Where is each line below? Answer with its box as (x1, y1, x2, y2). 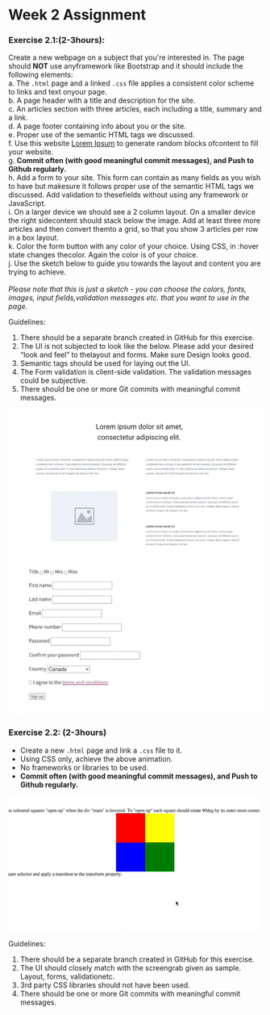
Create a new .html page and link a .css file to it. (19, 745, 183, 755)
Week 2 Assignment (8, 6, 147, 24)
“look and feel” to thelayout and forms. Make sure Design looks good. (19, 350, 251, 360)
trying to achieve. (8, 267, 67, 277)
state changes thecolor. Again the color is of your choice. (8, 250, 199, 260)
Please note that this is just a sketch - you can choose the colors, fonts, (8, 284, 247, 294)
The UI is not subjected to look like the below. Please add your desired (19, 342, 254, 351)
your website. (8, 147, 54, 157)
